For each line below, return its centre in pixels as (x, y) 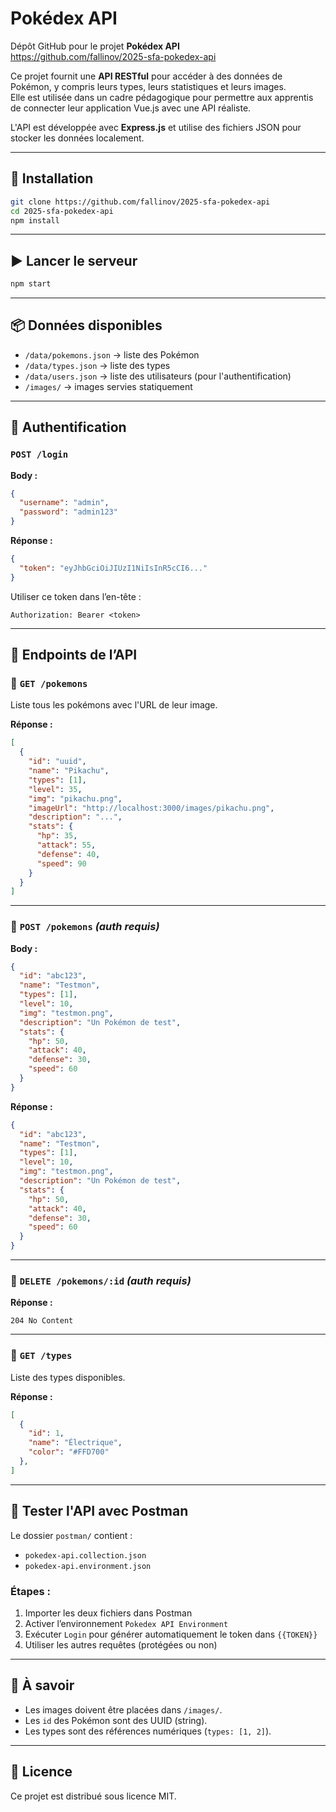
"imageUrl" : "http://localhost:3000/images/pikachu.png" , (151, 808)
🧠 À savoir (42, 1685)
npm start (31, 284)
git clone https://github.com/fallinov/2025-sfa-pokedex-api (140, 202)
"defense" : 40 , (68, 854)
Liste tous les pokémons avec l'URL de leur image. (114, 705)
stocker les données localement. (77, 138)
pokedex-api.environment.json (88, 1566)
